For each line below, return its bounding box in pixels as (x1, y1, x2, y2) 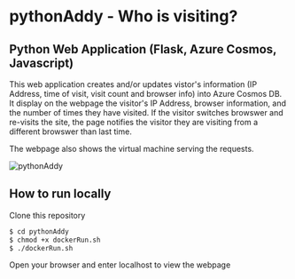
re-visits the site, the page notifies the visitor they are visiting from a (9, 117, 259, 127)
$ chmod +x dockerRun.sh (9, 235, 101, 244)
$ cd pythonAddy (9, 227, 69, 236)
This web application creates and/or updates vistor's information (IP (9, 79, 258, 90)
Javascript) (9, 55, 74, 70)
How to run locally (9, 187, 112, 202)
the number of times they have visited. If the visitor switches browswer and (9, 108, 283, 117)
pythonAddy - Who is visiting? (9, 6, 238, 27)
